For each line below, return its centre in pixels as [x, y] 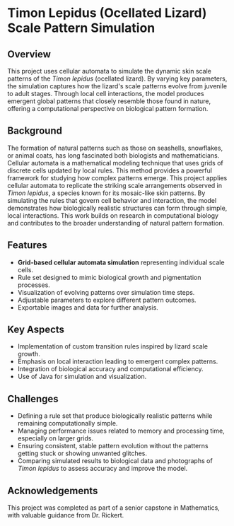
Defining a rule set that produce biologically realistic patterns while [115, 416]
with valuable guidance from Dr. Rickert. [66, 515]
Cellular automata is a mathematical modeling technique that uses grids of [116, 163]
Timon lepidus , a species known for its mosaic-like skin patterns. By [106, 193]
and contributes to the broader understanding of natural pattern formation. [116, 223]
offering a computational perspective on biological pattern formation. [108, 109]
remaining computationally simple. [68, 423]
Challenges [33, 398]
